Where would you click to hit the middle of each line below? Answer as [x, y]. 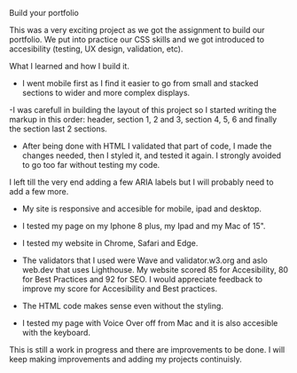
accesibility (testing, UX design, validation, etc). [96, 49]
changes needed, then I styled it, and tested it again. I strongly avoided [152, 155]
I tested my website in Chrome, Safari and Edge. [110, 243]
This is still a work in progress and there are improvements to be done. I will [147, 349]
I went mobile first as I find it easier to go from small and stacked [140, 83]
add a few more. [39, 191]
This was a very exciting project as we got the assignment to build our [137, 30]
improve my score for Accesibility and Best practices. [120, 289]
